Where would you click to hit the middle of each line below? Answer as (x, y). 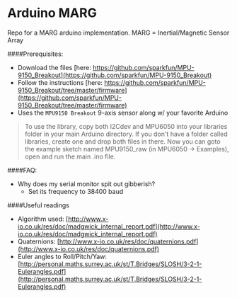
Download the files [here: (54, 67)
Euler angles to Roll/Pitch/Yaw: (62, 256)
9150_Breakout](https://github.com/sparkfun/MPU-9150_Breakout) (115, 75)
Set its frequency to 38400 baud (76, 191)
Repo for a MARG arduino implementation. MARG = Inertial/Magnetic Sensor (118, 33)
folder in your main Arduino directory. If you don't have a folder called (126, 134)
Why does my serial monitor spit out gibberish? (86, 184)
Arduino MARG (52, 13)
